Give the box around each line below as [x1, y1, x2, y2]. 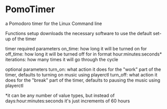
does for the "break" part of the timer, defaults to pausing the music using [5, 77, 160, 83]
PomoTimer [5, 4, 55, 15]
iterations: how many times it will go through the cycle [5, 56, 119, 62]
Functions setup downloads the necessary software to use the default [5, 30, 152, 36]
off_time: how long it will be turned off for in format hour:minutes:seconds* [5, 51, 162, 57]
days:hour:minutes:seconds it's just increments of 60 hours [5, 98, 130, 104]
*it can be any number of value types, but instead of [5, 92, 115, 98]
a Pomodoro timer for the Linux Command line [5, 20, 102, 26]
